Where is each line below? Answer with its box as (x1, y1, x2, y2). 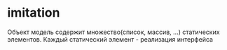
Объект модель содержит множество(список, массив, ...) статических (7, 28, 220, 36)
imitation (7, 5, 60, 21)
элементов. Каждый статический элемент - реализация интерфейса (7, 35, 214, 43)
